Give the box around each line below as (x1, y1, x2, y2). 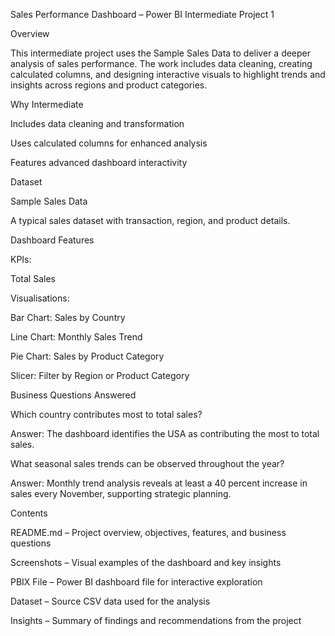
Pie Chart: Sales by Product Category (10, 350, 165, 362)
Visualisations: (10, 292, 70, 304)
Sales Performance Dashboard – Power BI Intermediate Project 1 (10, 9, 275, 20)
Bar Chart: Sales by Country (10, 312, 126, 323)
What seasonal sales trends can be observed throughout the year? (10, 458, 285, 469)
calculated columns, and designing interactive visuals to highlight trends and (10, 69, 326, 80)
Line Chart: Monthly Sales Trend (10, 331, 143, 343)
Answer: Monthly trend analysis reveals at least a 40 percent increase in (10, 477, 308, 489)
